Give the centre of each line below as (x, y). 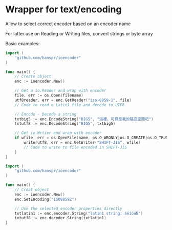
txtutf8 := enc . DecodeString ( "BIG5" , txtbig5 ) (65, 124)
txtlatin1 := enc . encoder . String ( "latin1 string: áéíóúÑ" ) (79, 213)
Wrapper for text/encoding (63, 9)
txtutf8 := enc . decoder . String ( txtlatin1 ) (60, 218)
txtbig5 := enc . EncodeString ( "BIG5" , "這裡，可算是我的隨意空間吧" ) (84, 119)
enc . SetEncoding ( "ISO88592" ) (46, 199)
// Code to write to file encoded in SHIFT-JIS (75, 147)
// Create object (33, 76)
